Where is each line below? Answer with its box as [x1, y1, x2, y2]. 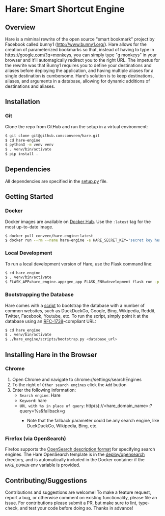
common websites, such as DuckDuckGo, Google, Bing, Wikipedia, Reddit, [5, 307, 156, 314]
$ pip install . [5, 151, 38, 156]
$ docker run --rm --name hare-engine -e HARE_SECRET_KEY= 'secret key [5, 238, 153, 243]
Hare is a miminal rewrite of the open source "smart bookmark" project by [5, 36, 155, 42]
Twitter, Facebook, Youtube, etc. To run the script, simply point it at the [5, 313, 149, 319]
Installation [5, 98, 40, 106]
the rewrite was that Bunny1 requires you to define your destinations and [5, 63, 152, 68]
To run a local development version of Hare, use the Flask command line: [5, 260, 153, 267]
